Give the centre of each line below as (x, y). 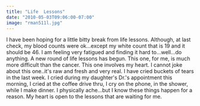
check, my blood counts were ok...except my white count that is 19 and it (96, 46)
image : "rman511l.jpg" (34, 23)
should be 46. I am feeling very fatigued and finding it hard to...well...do (94, 52)
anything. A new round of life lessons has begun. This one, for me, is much (98, 59)
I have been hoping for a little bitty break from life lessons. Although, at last (99, 40)
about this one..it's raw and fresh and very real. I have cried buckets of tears (100, 71)
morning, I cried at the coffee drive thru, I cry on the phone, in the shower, (97, 84)
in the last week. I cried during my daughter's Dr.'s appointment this (89, 77)
